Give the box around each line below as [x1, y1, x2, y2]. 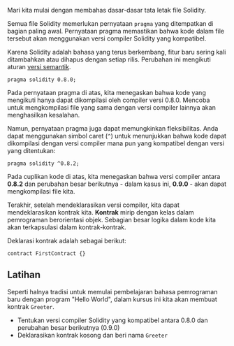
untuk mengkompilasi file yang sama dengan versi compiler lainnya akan [7, 103, 217, 111]
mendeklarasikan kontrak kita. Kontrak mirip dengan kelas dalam [7, 208, 194, 216]
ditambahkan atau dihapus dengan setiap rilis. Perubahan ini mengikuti [7, 55, 211, 64]
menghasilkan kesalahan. [7, 111, 80, 119]
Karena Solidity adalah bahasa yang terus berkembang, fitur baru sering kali [7, 48, 226, 56]
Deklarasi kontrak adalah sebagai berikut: [7, 237, 127, 245]
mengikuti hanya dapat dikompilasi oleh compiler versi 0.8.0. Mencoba [7, 96, 210, 104]
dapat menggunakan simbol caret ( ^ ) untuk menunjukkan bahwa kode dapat [7, 132, 227, 140]
